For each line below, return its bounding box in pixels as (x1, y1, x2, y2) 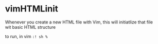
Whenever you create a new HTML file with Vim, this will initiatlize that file (5, 19, 153, 25)
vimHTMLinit (5, 3, 58, 14)
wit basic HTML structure (5, 24, 56, 30)
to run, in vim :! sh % (5, 33, 48, 39)
